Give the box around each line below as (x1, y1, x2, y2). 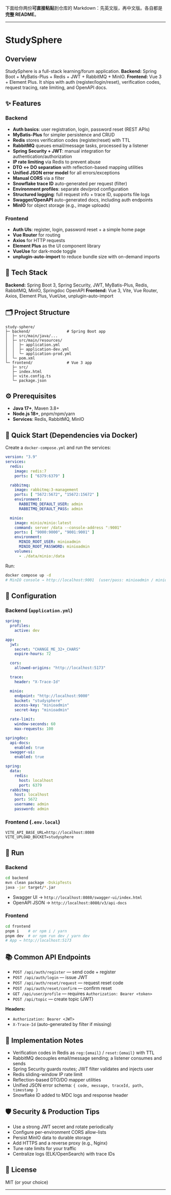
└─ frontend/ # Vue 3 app (5, 360, 93, 365)
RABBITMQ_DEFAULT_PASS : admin (18, 506, 83, 511)
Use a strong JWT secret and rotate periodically (12, 1124, 113, 1130)
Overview (5, 55, 37, 63)
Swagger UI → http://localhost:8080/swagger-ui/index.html (12, 894, 142, 900)
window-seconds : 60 (14, 722, 56, 727)
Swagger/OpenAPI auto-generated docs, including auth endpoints (12, 197, 153, 203)
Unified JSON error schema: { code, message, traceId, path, (12, 1082, 144, 1088)
